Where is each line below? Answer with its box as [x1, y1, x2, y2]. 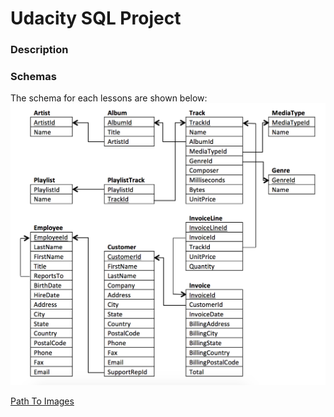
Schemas [10, 70, 57, 84]
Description [10, 43, 69, 57]
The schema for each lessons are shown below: [10, 92, 208, 104]
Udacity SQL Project [10, 7, 182, 30]
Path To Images [10, 395, 75, 407]
